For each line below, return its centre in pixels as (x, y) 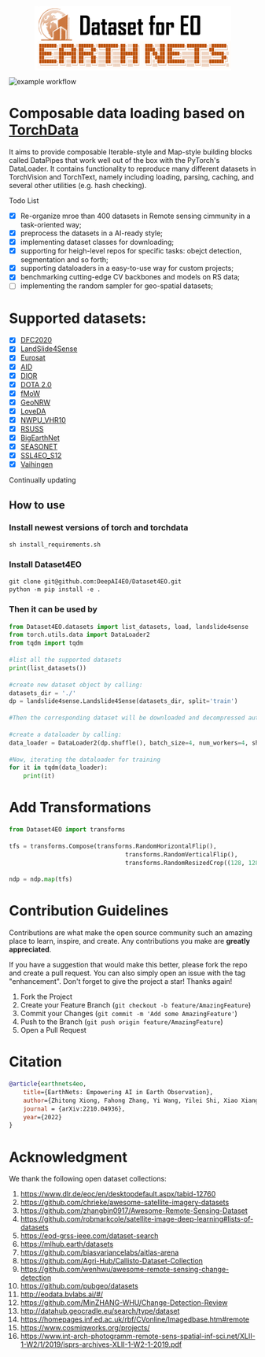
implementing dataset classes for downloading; (97, 242)
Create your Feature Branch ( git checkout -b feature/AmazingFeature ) (136, 1005)
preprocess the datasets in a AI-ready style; (92, 233)
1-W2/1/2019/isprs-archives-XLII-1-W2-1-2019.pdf (101, 1344)
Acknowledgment (68, 1157)
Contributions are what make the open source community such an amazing (131, 933)
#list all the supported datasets (66, 660)
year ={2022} (42, 1117)
